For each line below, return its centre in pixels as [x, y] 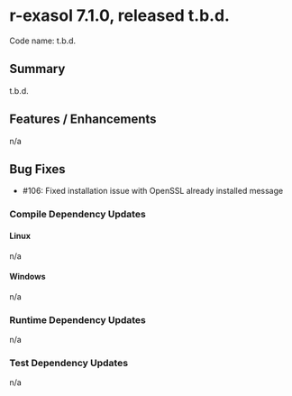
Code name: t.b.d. [43, 41]
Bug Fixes [37, 169]
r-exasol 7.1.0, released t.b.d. [119, 16]
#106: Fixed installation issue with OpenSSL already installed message [153, 191]
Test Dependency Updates [69, 363]
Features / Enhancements [83, 120]
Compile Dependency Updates [78, 215]
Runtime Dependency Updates [78, 319]
